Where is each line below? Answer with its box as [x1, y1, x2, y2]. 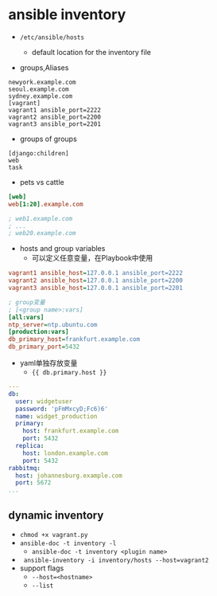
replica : [15, 442, 45, 450]
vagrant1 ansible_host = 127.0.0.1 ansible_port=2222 [8, 269, 183, 277]
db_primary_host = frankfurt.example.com [8, 335, 141, 343]
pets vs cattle [19, 177, 65, 186]
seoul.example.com [8, 85, 69, 93]
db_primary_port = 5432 [8, 343, 80, 351]
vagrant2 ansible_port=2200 [8, 113, 102, 121]
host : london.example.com [22, 449, 109, 457]
